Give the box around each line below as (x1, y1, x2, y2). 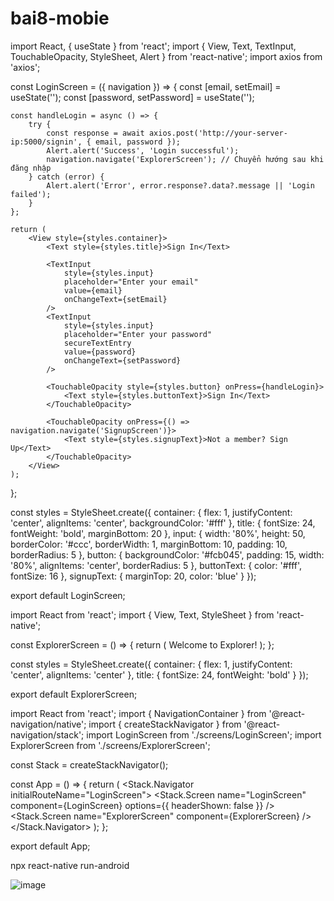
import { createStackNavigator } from (88, 718, 242, 730)
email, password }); (95, 137, 182, 147)
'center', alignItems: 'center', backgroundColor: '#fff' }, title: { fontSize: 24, (10, 517, 316, 529)
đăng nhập (10, 163, 52, 173)
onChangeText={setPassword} (63, 355, 182, 366)
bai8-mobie (10, 7, 110, 30)
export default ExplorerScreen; (10, 688, 138, 700)
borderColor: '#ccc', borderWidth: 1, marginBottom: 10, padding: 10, (10, 538, 288, 550)
